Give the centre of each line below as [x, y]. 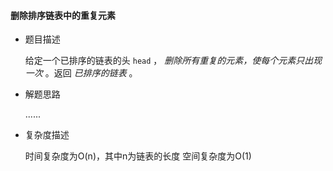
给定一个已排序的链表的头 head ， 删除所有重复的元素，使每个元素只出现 [173, 61]
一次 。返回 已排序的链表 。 [81, 73]
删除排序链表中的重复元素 [63, 15]
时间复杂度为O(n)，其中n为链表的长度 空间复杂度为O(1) [138, 156]
